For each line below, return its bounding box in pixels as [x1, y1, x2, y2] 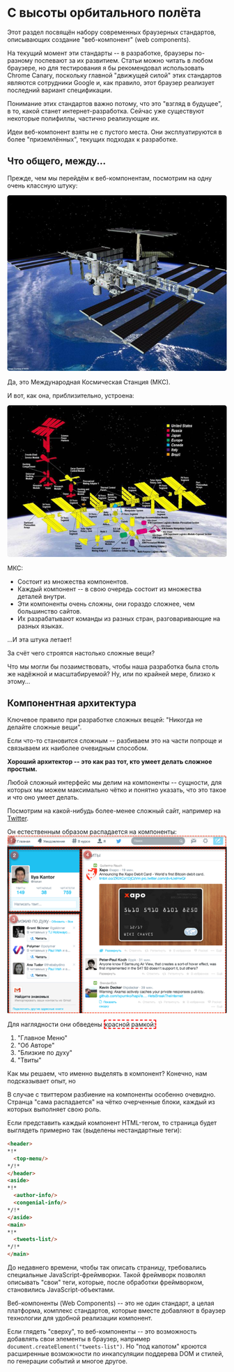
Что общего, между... [7, 155, 107, 167]
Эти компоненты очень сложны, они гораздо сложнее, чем [17, 600, 195, 608]
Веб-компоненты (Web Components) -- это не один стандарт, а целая [7, 1299, 214, 1308]
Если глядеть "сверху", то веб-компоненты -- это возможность [7, 1327, 197, 1336]
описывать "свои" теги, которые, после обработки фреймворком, [7, 1278, 204, 1287]
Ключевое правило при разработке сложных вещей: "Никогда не [7, 716, 203, 724]
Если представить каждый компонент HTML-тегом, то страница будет [7, 1119, 217, 1127]
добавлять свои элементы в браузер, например [7, 1335, 151, 1343]
